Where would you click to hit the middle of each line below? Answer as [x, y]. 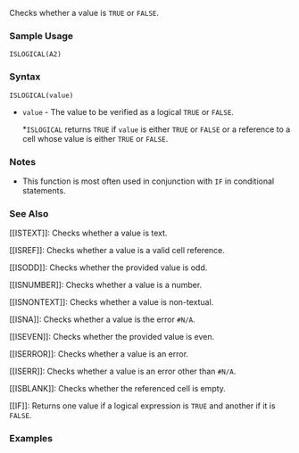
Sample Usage [42, 36]
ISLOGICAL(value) [42, 95]
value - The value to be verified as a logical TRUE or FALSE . [128, 111]
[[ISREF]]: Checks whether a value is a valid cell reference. [117, 251]
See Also [29, 213]
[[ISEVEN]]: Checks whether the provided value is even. [112, 337]
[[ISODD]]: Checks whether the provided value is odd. [108, 268]
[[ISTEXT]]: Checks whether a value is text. [88, 233]
